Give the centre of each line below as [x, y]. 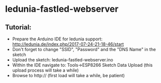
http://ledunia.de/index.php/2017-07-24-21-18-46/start [68, 44]
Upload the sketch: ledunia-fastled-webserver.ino [63, 60]
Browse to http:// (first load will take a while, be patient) [68, 75]
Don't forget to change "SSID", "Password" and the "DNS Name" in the [84, 49]
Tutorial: [18, 27]
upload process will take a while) [45, 70]
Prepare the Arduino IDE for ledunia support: [57, 39]
